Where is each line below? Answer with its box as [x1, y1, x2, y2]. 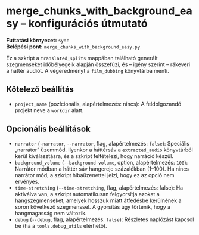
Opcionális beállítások [6, 124, 91, 134]
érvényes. [14, 178, 40, 185]
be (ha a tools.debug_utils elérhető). [14, 222, 107, 229]
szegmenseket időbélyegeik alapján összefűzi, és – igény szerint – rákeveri [6, 61, 191, 68]
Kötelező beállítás [6, 85, 74, 95]
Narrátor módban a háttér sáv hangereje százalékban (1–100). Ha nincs [14, 165, 189, 172]
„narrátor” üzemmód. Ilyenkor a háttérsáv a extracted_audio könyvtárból [14, 146, 194, 153]
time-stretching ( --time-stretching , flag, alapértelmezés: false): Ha [14, 184, 184, 191]
